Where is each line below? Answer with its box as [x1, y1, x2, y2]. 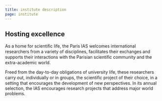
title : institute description [5, 7, 67, 12]
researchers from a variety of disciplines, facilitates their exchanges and [5, 49, 150, 54]
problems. [5, 91, 25, 97]
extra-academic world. [5, 60, 51, 66]
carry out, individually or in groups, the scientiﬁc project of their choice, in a [5, 75, 158, 81]
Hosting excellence [5, 30, 65, 38]
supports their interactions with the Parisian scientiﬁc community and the [5, 54, 152, 60]
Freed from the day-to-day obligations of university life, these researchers [5, 69, 154, 75]
